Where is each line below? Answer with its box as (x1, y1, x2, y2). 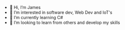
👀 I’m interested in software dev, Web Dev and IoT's (9, 10, 112, 15)
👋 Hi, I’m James (9, 5, 41, 10)
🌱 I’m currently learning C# (9, 15, 63, 20)
